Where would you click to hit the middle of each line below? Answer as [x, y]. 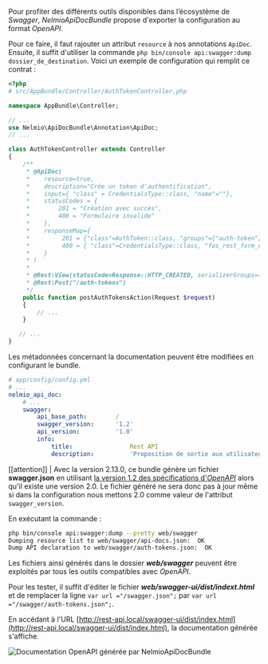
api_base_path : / [78, 417]
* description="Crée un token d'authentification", [119, 187]
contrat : [22, 69]
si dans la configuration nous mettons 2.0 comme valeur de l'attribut [120, 494]
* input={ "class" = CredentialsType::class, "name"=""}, [130, 194]
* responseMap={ [58, 230]
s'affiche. [24, 636]
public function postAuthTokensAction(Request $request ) [119, 297]
